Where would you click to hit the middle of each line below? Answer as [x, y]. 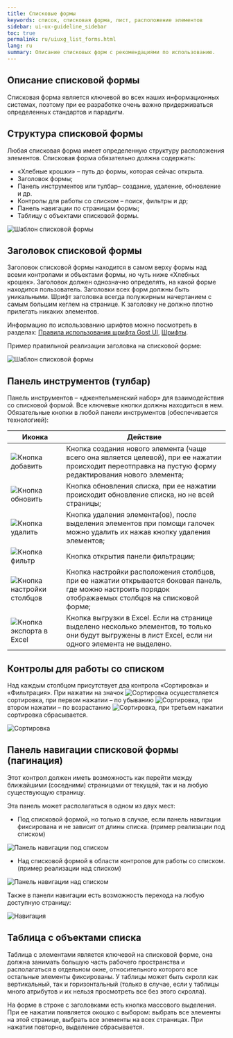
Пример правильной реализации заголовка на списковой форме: [105, 346]
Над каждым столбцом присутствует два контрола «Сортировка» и [108, 685]
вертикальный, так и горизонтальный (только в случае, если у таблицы [113, 984]
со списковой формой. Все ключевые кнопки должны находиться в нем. [115, 405]
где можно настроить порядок [118, 589]
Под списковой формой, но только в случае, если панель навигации [119, 819]
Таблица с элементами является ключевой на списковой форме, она [110, 954]
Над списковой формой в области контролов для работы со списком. [121, 860]
